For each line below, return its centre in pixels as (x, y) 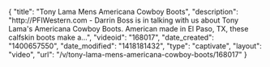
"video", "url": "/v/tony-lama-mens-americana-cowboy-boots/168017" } (128, 54)
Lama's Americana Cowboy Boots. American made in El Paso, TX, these (129, 29)
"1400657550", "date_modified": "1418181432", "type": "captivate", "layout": (135, 46)
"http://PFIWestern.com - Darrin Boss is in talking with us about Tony (124, 20)
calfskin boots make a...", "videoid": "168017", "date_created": (111, 37)
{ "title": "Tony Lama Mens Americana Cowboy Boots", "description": (124, 12)
